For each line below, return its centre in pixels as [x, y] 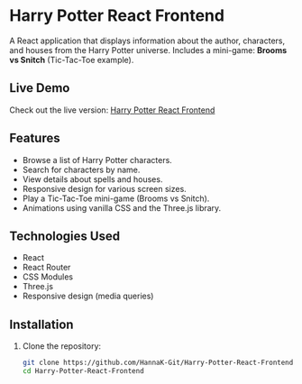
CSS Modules [48, 277]
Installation [41, 324]
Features [35, 138]
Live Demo [40, 88]
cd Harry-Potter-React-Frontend [83, 371]
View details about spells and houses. [92, 179]
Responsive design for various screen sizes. [104, 188]
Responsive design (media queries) [88, 296]
